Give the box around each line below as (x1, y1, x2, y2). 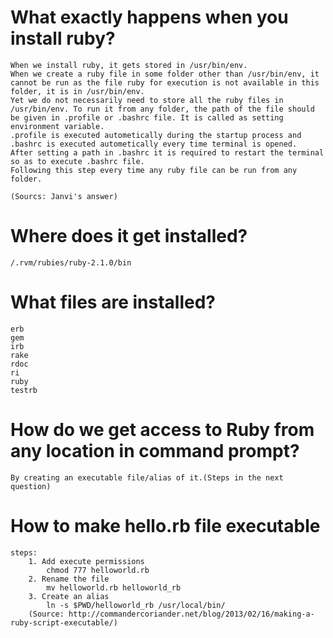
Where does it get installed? (10, 225, 248, 248)
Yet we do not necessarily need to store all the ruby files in (10, 95, 284, 105)
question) (10, 481, 52, 491)
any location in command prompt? (10, 440, 300, 462)
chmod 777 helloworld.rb (46, 565, 150, 575)
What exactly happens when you (10, 6, 289, 29)
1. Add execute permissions (28, 556, 145, 566)
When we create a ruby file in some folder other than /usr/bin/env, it (10, 69, 320, 79)
